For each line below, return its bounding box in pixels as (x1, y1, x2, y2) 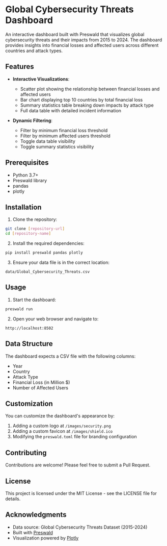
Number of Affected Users (12, 384, 69, 391)
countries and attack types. (5, 47, 63, 54)
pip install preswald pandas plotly (5, 250, 83, 256)
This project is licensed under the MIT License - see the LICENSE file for (5, 490, 157, 496)
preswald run (5, 306, 33, 312)
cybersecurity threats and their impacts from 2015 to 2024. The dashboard (5, 37, 162, 43)
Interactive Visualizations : (12, 76, 70, 82)
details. (5, 495, 21, 502)
